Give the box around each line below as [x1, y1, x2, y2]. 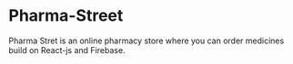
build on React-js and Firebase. [8, 44, 126, 55]
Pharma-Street [8, 5, 124, 26]
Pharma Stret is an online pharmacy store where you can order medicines [8, 35, 285, 46]
